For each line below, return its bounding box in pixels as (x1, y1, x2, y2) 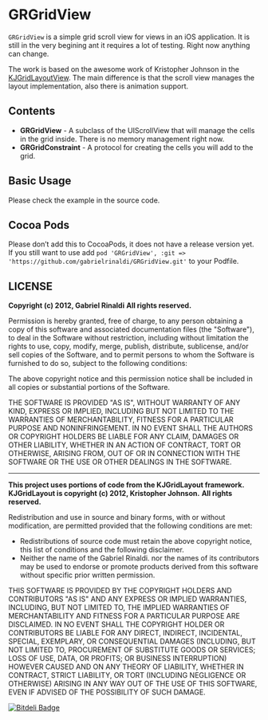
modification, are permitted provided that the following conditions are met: (8, 521, 253, 531)
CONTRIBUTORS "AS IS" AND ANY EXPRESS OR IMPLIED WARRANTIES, (8, 594, 247, 604)
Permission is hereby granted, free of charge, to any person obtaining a (8, 317, 243, 326)
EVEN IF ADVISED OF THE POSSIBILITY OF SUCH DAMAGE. (8, 687, 206, 697)
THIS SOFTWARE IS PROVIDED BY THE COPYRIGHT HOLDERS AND (8, 586, 233, 596)
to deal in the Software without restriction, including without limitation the (8, 333, 249, 343)
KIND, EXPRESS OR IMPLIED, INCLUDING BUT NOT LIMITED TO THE (8, 407, 235, 416)
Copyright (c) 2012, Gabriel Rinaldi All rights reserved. (8, 301, 192, 310)
